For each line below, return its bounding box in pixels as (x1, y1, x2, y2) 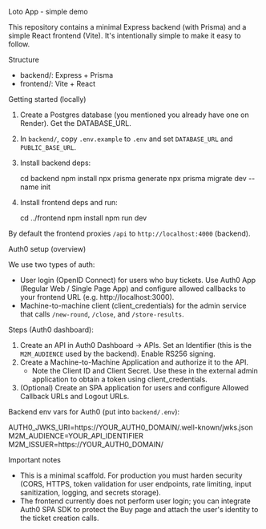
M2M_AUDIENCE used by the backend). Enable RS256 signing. (19, 349, 216, 358)
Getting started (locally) (8, 95, 87, 103)
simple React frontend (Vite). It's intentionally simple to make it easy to (8, 31, 242, 40)
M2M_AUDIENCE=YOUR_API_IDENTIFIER (8, 431, 144, 440)
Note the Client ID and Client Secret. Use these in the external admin (31, 366, 258, 375)
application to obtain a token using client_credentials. (31, 374, 208, 384)
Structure (8, 55, 40, 64)
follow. (8, 39, 30, 49)
